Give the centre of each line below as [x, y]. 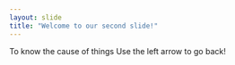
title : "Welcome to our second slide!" [84, 26]
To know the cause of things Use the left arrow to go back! [117, 51]
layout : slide [36, 17]
